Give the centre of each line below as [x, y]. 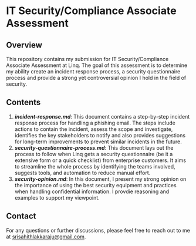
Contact [21, 216]
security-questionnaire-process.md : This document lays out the [94, 147]
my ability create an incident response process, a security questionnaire [93, 71]
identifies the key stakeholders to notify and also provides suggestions [100, 135]
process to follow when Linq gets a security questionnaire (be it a [94, 154]
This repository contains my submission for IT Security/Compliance [87, 59]
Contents [23, 102]
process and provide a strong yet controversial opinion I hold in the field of [96, 78]
